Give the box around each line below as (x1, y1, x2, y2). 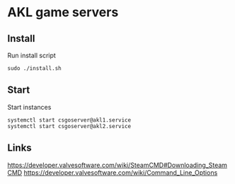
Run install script (7, 51, 57, 59)
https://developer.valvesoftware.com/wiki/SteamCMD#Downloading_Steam (7, 161, 228, 169)
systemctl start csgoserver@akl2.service (7, 122, 132, 130)
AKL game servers (7, 4, 119, 21)
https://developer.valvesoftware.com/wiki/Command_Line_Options (23, 168, 218, 177)
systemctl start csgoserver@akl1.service (7, 116, 132, 124)
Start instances (7, 103, 52, 111)
